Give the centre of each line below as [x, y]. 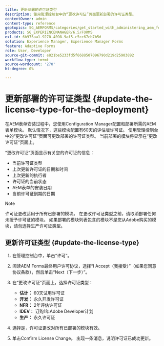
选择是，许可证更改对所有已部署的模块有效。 [57, 328]
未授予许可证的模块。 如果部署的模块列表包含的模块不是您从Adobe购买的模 [81, 220]
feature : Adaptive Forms [30, 46]
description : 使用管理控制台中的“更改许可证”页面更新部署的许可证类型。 [71, 14]
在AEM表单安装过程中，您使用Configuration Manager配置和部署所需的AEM [81, 124]
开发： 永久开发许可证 [41, 299]
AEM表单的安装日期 [32, 187]
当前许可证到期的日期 [33, 194]
